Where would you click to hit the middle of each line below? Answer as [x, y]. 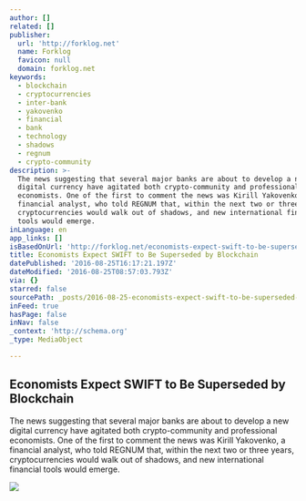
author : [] [30, 18]
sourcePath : [32, 297]
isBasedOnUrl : [36, 247]
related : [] [32, 26]
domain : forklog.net [56, 69]
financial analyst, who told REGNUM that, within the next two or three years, [152, 450]
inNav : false [34, 323]
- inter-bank [42, 102]
